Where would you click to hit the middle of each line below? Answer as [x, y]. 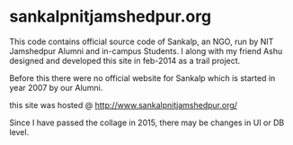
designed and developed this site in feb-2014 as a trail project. [125, 60]
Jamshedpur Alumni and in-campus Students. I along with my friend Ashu [146, 50]
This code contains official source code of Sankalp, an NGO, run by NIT [142, 41]
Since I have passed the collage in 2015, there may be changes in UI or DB [147, 122]
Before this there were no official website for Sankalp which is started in [142, 77]
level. [19, 131]
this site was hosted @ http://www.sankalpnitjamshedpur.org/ [124, 104]
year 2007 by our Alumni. [56, 87]
